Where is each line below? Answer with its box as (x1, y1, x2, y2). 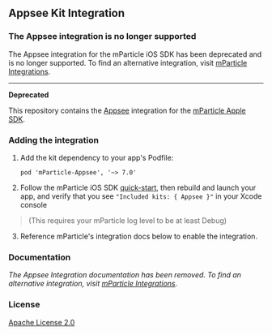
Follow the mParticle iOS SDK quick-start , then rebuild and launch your (19, 183, 257, 192)
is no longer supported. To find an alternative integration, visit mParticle (8, 58, 248, 67)
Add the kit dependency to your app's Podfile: (19, 152, 174, 162)
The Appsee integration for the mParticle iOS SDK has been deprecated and (8, 49, 262, 59)
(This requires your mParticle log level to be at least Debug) (28, 215, 227, 225)
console (19, 200, 47, 209)
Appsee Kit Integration (8, 6, 125, 20)
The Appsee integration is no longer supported (8, 31, 197, 42)
